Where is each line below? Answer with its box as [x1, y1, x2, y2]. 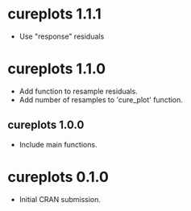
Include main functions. [19, 139, 98, 149]
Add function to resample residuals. [19, 86, 138, 96]
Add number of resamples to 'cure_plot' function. [19, 94, 183, 105]
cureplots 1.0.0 [7, 118, 85, 132]
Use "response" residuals [19, 31, 105, 41]
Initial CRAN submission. [19, 194, 102, 204]
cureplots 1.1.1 [7, 5, 102, 23]
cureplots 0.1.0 [7, 168, 110, 186]
